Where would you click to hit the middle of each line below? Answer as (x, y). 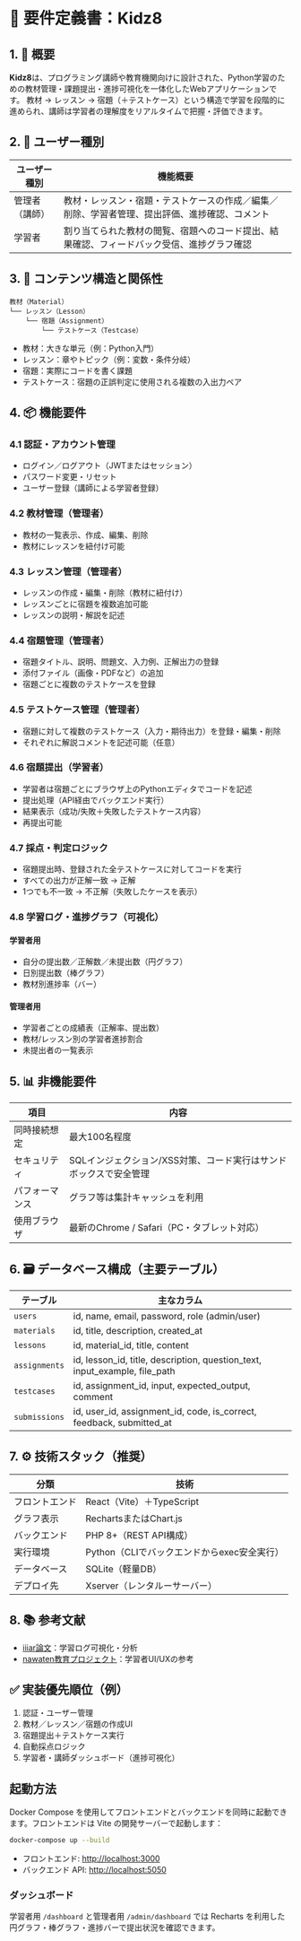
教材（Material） (39, 301)
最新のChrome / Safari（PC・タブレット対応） (166, 1228)
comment (93, 1397)
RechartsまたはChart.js (134, 1519)
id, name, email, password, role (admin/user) (167, 1317)
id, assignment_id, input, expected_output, (162, 1386)
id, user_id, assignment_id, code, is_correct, (165, 1412)
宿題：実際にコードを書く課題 (77, 370)
